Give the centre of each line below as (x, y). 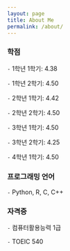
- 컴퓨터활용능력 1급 (34, 228)
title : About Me (30, 20)
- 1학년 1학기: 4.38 (32, 68)
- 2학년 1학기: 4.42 (33, 98)
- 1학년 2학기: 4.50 (33, 83)
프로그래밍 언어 (31, 176)
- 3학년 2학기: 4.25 (34, 142)
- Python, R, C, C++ (35, 192)
